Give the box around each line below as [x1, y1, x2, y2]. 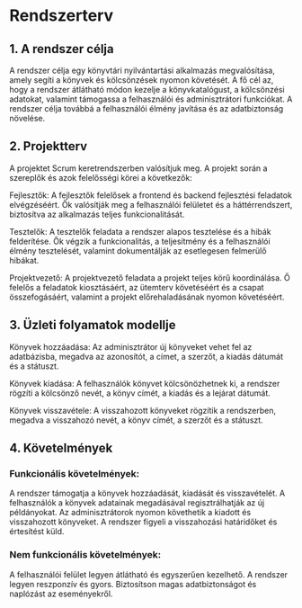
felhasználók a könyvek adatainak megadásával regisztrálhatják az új [9, 497, 265, 508]
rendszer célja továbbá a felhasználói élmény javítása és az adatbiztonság [9, 103, 284, 113]
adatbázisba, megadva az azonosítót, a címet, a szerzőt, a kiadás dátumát [9, 351, 284, 362]
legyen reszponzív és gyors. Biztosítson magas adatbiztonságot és [9, 578, 257, 589]
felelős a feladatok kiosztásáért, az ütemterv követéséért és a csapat [9, 282, 264, 292]
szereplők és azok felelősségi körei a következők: [9, 172, 193, 183]
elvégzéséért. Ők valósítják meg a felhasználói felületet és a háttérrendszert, [9, 199, 293, 210]
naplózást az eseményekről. [9, 588, 113, 599]
